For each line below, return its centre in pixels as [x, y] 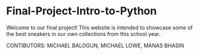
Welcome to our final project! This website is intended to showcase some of [99, 27]
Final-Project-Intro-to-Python [82, 11]
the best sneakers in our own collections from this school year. [83, 33]
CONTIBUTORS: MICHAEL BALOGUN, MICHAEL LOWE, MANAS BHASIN [95, 45]
